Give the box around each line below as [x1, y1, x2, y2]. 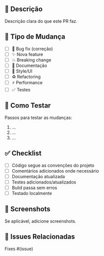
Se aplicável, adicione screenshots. [4, 218, 77, 224]
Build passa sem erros [11, 185, 57, 191]
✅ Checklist [4, 149, 42, 158]
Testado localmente [11, 191, 52, 196]
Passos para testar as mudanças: [4, 115, 72, 121]
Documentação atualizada [11, 173, 65, 179]
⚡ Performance [11, 80, 43, 85]
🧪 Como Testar [4, 101, 51, 110]
